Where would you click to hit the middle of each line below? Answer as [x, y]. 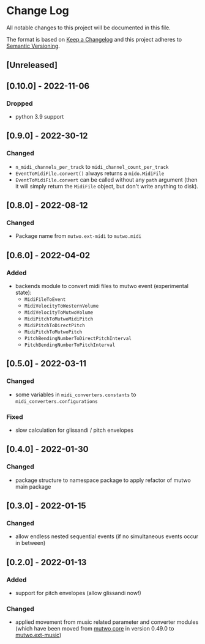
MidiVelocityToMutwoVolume [59, 313]
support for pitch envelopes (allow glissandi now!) [78, 593]
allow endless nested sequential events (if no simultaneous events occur [107, 536]
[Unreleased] [32, 65]
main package [33, 486]
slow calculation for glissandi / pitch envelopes [74, 430]
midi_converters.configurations [56, 401]
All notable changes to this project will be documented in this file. [89, 28]
